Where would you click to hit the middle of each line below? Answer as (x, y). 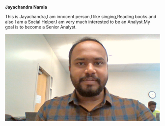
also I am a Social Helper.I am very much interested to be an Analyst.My (78, 22)
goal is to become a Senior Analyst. (41, 27)
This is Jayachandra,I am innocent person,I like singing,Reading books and (81, 16)
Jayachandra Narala (26, 7)
